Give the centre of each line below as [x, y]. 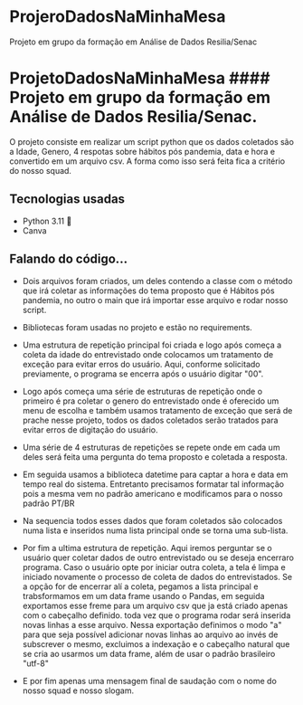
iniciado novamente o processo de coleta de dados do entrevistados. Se [157, 576]
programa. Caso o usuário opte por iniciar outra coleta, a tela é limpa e [154, 567]
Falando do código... [69, 259]
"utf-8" [36, 663]
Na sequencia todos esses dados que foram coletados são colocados [152, 520]
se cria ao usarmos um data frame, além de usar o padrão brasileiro [149, 653]
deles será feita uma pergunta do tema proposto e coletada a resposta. [155, 457]
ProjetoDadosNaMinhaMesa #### [140, 78]
